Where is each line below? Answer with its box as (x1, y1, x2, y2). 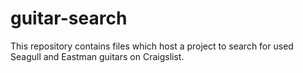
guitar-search (10, 7, 128, 30)
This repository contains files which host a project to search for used (10, 40, 294, 52)
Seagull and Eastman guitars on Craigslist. (10, 50, 185, 62)
